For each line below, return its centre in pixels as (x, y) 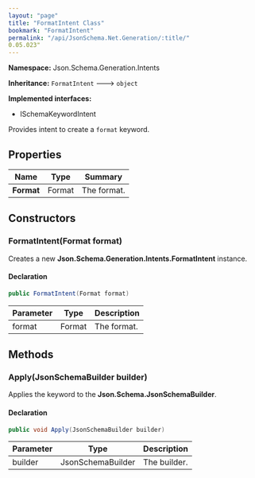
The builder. (165, 462)
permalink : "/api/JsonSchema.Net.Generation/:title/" (99, 38)
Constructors (42, 218)
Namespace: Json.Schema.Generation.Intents (84, 68)
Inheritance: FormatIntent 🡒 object (73, 84)
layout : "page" (33, 16)
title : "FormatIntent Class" (56, 23)
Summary (104, 177)
